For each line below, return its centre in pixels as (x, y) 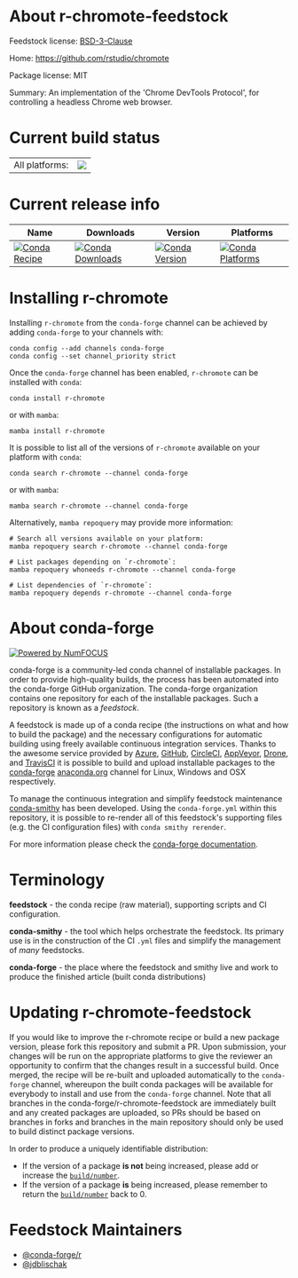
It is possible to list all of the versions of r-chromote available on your (134, 447)
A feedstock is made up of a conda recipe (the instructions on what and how (149, 724)
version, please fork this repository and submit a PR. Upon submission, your (148, 1046)
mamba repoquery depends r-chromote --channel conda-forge (121, 593)
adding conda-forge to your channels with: (86, 332)
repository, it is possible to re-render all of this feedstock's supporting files (145, 817)
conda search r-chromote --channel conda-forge (99, 473)
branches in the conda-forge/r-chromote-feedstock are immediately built (143, 1103)
